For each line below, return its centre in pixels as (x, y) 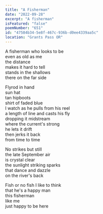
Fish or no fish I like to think (33, 185)
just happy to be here (27, 206)
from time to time (23, 139)
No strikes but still (24, 149)
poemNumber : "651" (24, 28)
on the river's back (24, 175)
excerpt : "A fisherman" (30, 19)
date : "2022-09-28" (25, 14)
